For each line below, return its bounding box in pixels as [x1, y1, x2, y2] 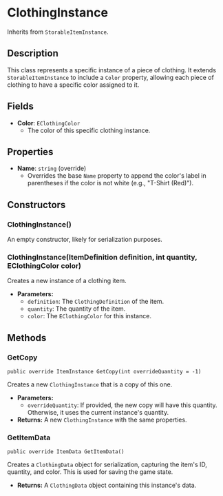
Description [7, 48, 59, 59]
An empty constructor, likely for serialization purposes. [7, 236, 163, 244]
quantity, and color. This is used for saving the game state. [7, 468, 173, 476]
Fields [7, 101, 34, 112]
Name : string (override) [17, 164, 87, 173]
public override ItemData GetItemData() [7, 448, 125, 455]
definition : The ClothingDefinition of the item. [27, 298, 164, 306]
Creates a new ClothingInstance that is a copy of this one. [7, 380, 173, 389]
